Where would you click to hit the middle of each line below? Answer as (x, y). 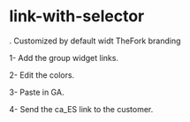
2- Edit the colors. (42, 75)
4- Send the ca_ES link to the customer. (81, 109)
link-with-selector (77, 16)
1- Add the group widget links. (64, 57)
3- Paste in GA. (37, 92)
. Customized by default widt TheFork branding (95, 41)
